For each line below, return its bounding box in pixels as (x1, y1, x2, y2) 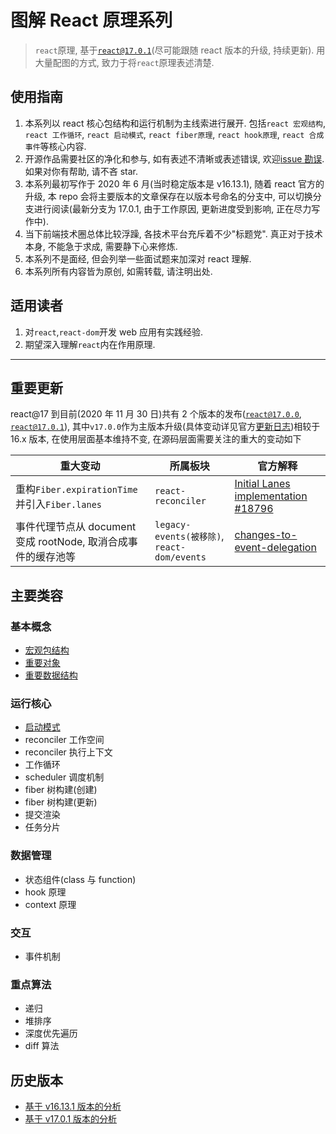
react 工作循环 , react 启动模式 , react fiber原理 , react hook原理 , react (24, 128, 305, 140)
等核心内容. (39, 140, 87, 152)
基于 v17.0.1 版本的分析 (24, 1113, 118, 1125)
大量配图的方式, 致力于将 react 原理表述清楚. (34, 56, 215, 68)
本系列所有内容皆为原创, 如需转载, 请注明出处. (24, 265, 213, 277)
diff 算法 (24, 1040, 60, 1052)
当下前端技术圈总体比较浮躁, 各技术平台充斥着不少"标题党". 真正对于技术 (24, 227, 323, 240)
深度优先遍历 (24, 1027, 78, 1040)
